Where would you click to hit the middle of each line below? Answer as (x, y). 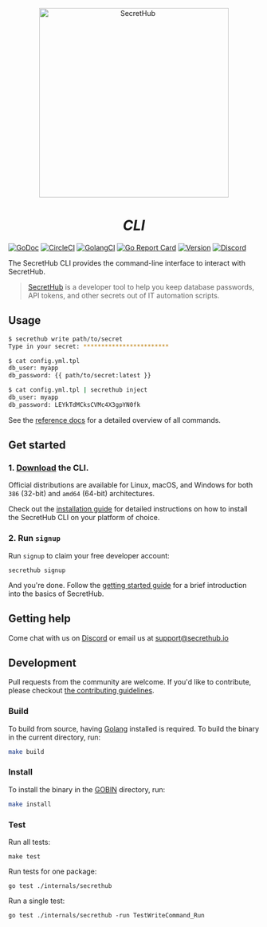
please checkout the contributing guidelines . (81, 691)
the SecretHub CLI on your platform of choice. (84, 518)
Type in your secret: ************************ (89, 346)
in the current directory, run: (55, 737)
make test (25, 857)
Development (43, 663)
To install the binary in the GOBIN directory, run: (87, 789)
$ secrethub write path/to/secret (66, 339)
